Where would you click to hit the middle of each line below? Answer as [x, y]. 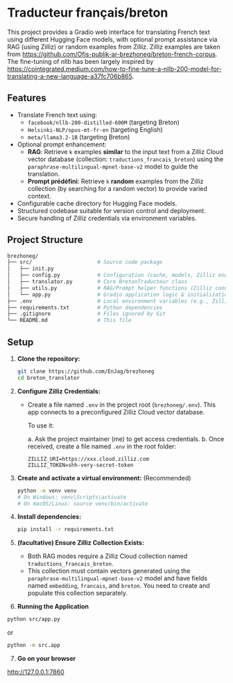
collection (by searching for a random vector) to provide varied [118, 188]
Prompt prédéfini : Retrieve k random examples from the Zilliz [115, 181]
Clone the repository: [49, 359]
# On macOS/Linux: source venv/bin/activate [83, 504]
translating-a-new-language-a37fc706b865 [70, 76]
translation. [44, 174]
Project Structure [45, 240]
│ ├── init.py [31, 269]
